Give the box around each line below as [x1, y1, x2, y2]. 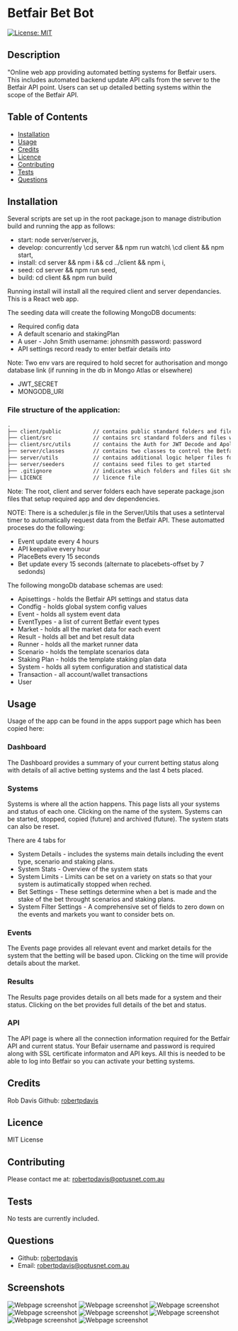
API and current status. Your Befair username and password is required [7, 1042, 215, 1050]
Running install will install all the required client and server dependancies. [7, 287, 222, 296]
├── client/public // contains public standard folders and [7, 428, 217, 435]
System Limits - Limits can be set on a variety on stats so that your [17, 872, 212, 880]
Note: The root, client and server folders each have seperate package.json [7, 487, 225, 495]
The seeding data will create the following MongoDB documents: [7, 309, 197, 317]
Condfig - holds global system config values [17, 602, 147, 611]
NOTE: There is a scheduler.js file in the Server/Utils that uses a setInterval [7, 508, 225, 517]
